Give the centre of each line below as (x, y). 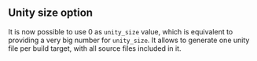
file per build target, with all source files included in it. (95, 48)
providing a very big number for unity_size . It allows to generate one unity (129, 40)
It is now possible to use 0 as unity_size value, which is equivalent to (121, 31)
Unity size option (50, 13)
